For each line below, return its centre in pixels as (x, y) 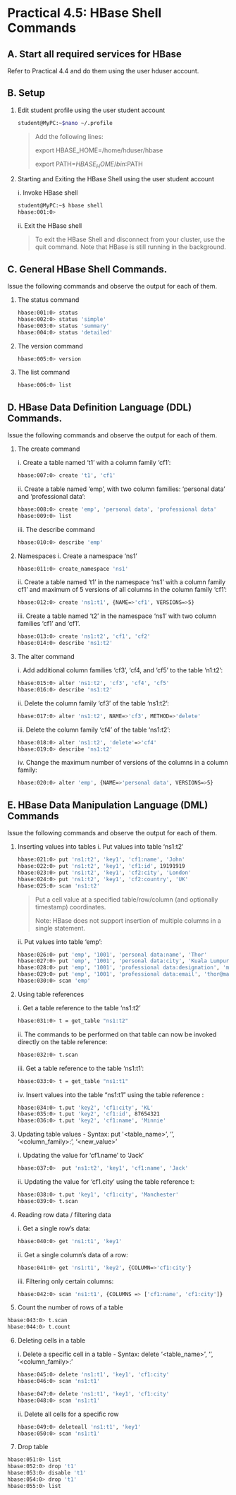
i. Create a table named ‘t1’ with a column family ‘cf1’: (94, 463)
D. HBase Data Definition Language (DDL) (100, 407)
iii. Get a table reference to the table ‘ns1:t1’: (81, 1068)
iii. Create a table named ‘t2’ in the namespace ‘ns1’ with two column (117, 616)
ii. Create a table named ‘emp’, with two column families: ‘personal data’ (121, 489)
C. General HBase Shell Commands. (87, 269)
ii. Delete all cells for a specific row (68, 1414)
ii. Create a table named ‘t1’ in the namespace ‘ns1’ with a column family (122, 582)
